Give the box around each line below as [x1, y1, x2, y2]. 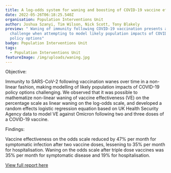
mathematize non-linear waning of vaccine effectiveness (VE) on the [5, 95, 149, 101]
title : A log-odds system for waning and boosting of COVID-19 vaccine [5, 7, 160, 13]
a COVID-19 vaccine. [5, 117, 49, 123]
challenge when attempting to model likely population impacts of [10, 31, 154, 36]
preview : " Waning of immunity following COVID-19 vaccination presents [5, 26, 163, 32]
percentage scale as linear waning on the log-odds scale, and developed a [5, 100, 162, 106]
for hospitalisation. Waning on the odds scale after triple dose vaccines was [5, 147, 164, 153]
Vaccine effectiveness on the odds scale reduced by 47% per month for [5, 136, 157, 142]
